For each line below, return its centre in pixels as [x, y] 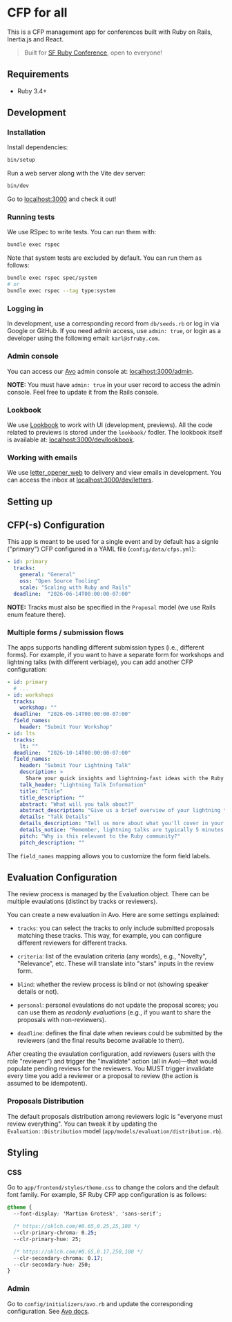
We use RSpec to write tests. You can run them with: [82, 232]
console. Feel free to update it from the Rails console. [83, 392]
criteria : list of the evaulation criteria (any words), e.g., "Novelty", [112, 956]
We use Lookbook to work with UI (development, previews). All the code [110, 425]
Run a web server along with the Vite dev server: [77, 173]
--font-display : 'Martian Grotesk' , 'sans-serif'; [88, 1214]
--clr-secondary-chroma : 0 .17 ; [58, 1258]
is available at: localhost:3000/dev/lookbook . [71, 440]
